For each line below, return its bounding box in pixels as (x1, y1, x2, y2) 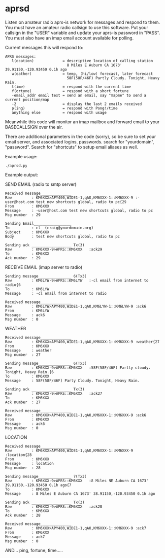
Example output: (5, 172, 38, 177)
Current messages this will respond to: (5, 44, 84, 50)
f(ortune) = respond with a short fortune (11, 88, 129, 94)
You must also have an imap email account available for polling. (5, 35, 134, 41)
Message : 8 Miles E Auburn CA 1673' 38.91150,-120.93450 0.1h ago (5, 491, 155, 496)
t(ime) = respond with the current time (11, 84, 132, 89)
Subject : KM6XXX (5, 230, 50, 235)
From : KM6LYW (5, 308, 50, 313)
